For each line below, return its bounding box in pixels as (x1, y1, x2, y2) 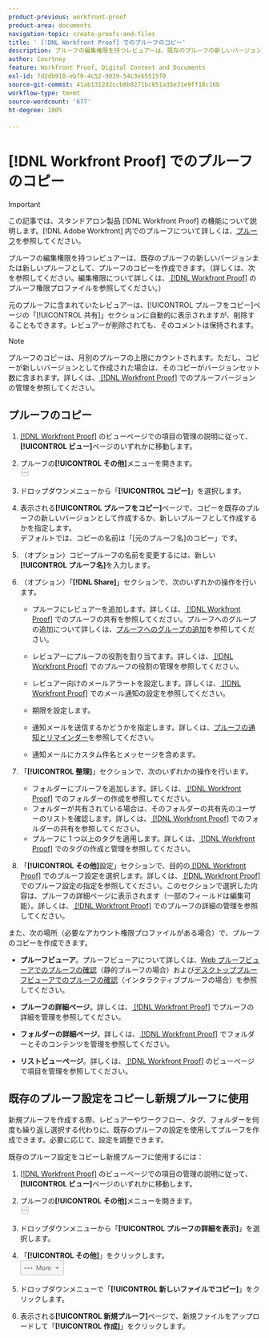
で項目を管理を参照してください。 (19, 1066, 132, 1076)
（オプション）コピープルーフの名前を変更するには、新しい (19, 550, 216, 560)
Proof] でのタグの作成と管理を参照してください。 (31, 843, 195, 853)
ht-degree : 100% (8, 106, 62, 114)
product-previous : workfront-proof (8, 13, 127, 21)
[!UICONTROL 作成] (54, 1321, 121, 1331)
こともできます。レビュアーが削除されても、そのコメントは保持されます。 (14, 321, 258, 330)
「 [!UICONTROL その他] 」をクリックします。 (19, 1251, 170, 1260)
